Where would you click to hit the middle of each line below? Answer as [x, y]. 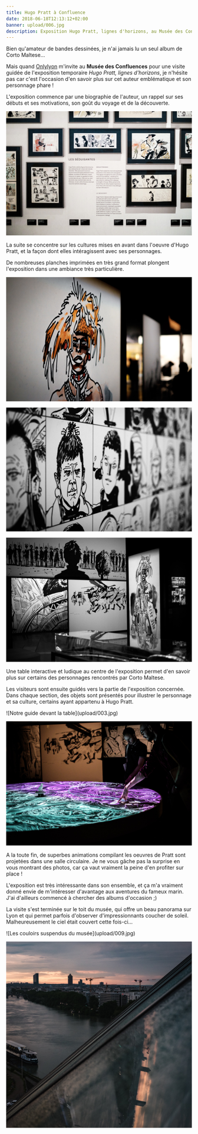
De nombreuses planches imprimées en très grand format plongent [88, 263]
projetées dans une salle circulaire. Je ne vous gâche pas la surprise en [93, 861]
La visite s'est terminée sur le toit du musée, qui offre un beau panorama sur [99, 909]
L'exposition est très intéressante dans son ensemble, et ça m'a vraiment [95, 885]
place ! [14, 874]
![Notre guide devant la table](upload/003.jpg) [62, 713]
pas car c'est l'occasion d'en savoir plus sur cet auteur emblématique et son [99, 79]
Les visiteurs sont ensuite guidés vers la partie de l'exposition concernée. [95, 689]
